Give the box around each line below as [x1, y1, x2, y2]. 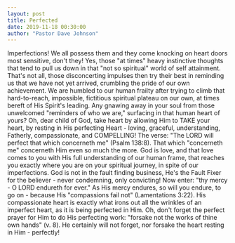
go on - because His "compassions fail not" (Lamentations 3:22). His [7, 191, 206, 199]
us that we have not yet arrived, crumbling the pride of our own [7, 79, 190, 88]
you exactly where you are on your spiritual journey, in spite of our [7, 161, 199, 169]
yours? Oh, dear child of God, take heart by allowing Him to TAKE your [7, 117, 210, 125]
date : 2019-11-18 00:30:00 [7, 23, 86, 30]
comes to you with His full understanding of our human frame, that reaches [7, 154, 224, 162]
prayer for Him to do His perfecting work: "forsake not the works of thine [7, 214, 217, 222]
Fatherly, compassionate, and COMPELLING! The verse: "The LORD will [7, 131, 214, 140]
